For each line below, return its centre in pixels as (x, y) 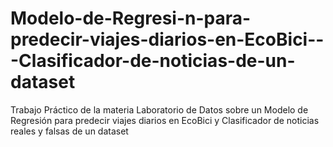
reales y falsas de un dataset (69, 131)
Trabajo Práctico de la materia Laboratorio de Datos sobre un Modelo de (159, 109)
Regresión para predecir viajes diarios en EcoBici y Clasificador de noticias (165, 120)
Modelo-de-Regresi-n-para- (131, 18)
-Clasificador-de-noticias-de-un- (153, 61)
